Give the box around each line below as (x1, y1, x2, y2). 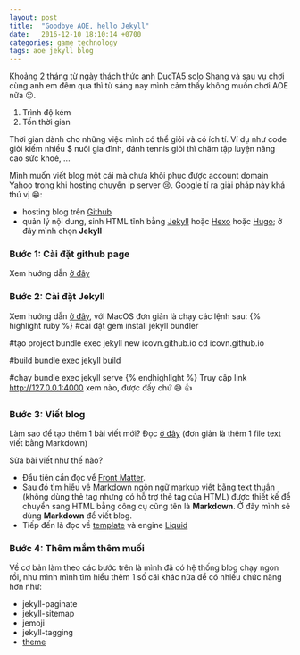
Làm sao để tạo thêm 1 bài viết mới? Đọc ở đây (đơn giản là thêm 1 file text (9, 428, 281, 439)
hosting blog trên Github (21, 206, 112, 217)
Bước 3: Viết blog (9, 407, 86, 420)
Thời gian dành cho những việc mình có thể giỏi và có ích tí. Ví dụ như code (9, 134, 287, 145)
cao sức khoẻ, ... (9, 153, 71, 164)
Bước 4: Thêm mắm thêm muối (9, 542, 145, 554)
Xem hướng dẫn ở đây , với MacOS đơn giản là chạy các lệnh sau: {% (9, 310, 262, 322)
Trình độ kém (21, 107, 71, 118)
